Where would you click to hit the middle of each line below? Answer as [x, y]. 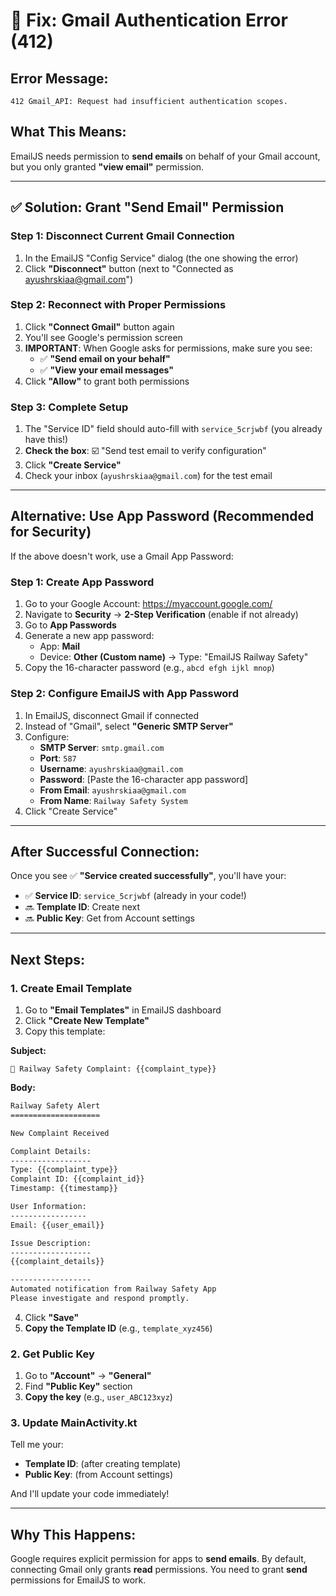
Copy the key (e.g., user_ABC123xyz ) [98, 1397]
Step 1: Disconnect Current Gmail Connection [122, 236]
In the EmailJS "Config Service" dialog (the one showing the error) [161, 258]
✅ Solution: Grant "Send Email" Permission [147, 207]
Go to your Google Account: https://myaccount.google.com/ [148, 604]
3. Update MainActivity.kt [74, 1423]
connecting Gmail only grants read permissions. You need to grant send [159, 1570]
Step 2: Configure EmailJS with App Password [124, 694]
